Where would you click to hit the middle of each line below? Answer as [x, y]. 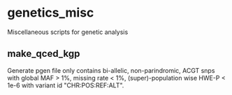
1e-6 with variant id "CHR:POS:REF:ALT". [66, 85]
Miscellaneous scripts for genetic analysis [68, 32]
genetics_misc [51, 13]
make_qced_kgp [44, 54]
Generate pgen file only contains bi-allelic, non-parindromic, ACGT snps [111, 70]
